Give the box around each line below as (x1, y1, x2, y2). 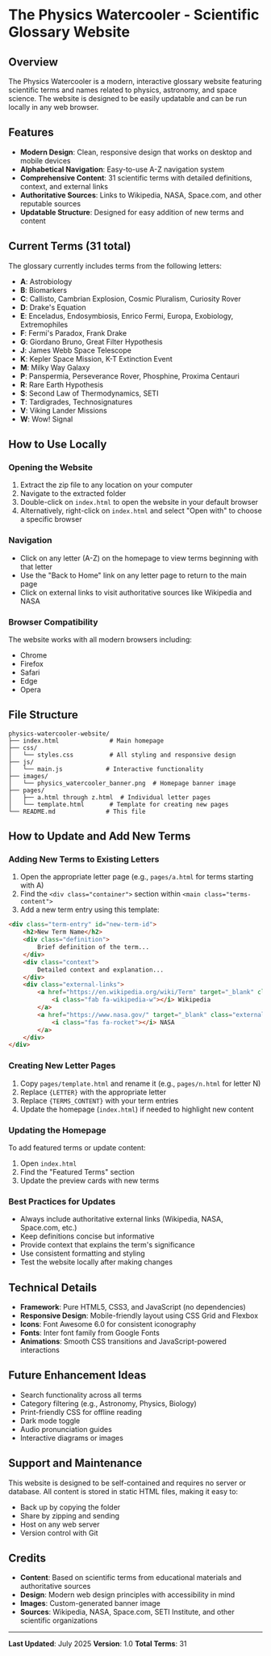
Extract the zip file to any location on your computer (19, 480, 194, 490)
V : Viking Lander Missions (19, 405, 107, 415)
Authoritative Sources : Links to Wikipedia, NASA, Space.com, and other (19, 190, 262, 200)
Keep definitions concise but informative (19, 1231, 155, 1241)
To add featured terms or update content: (8, 1142, 146, 1152)
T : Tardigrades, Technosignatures (19, 396, 133, 406)
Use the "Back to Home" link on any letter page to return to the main (19, 570, 248, 580)
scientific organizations (19, 1616, 98, 1625)
